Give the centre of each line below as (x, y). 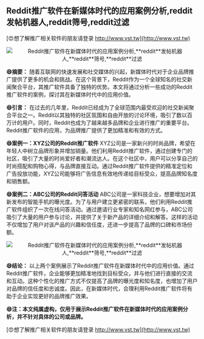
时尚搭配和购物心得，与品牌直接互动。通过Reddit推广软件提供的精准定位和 (100, 166)
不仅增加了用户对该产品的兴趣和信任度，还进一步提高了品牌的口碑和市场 (97, 225)
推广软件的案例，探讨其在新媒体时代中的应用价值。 (70, 94)
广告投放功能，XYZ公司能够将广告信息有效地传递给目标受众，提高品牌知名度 (102, 173)
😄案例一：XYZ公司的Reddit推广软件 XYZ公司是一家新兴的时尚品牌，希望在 (101, 143)
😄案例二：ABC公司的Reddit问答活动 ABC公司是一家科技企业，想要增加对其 (101, 194)
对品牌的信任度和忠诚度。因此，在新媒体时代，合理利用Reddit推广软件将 (97, 288)
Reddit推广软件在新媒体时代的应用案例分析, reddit (100, 11)
